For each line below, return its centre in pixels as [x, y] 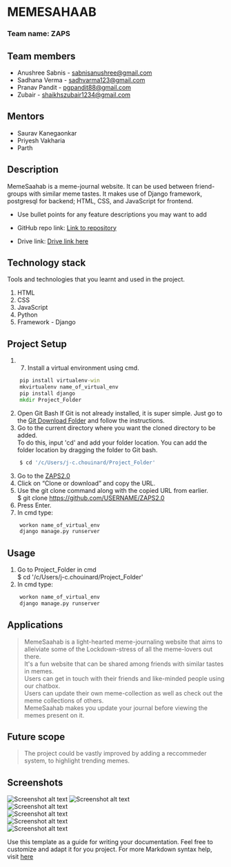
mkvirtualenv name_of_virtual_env [69, 387]
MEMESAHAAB [52, 12]
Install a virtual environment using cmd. [83, 368]
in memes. [39, 671]
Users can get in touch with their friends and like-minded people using [124, 678]
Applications [35, 625]
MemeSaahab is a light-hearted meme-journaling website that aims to [123, 642]
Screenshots [35, 782]
